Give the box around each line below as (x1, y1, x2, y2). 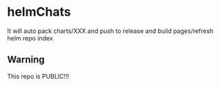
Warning (7, 54, 45, 66)
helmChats (7, 4, 71, 20)
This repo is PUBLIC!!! (7, 72, 70, 80)
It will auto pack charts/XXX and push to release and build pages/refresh (7, 27, 214, 35)
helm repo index (7, 34, 53, 42)
